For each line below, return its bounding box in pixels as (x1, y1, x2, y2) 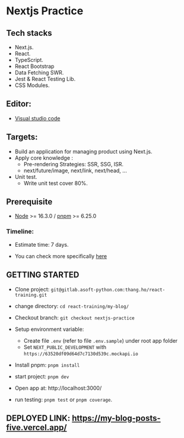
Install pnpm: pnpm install (14, 361, 80, 368)
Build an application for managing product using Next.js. (14, 148, 153, 155)
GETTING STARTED (6, 270, 80, 280)
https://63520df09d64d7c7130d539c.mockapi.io (23, 350, 138, 357)
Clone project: (14, 285, 50, 293)
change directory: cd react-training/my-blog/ (14, 302, 129, 309)
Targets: (6, 132, 38, 142)
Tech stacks (6, 28, 52, 38)
